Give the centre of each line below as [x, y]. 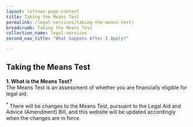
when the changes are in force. [43, 118]
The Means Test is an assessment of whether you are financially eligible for [97, 87]
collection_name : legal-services [47, 33]
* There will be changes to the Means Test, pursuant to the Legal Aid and [94, 105]
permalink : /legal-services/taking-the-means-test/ [70, 22]
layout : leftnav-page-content [43, 11]
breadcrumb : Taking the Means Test [49, 28]
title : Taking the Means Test [43, 17]
